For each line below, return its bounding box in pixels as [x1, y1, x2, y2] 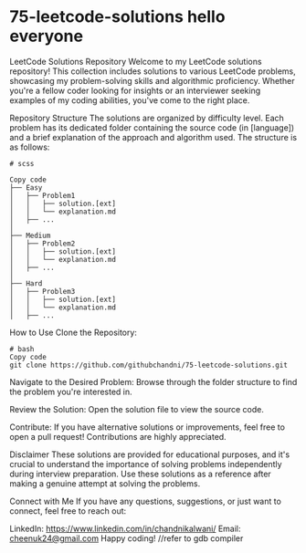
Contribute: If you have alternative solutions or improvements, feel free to [9, 422, 286, 433]
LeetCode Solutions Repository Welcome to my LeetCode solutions [9, 56, 262, 67]
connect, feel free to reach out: [9, 505, 127, 516]
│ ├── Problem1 [9, 191, 76, 200]
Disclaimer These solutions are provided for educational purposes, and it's [9, 449, 290, 460]
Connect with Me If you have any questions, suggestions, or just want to [9, 496, 281, 506]
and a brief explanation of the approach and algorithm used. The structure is [9, 131, 298, 142]
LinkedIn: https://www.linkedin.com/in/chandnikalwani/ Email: [9, 523, 241, 534]
